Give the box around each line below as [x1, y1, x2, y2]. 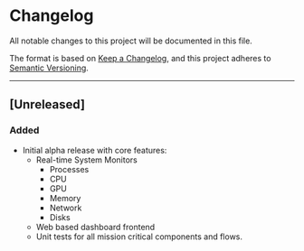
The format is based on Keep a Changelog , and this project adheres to [9, 52, 271, 63]
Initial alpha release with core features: [22, 144, 167, 155]
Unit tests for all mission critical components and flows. [35, 231, 242, 242]
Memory [49, 192, 81, 203]
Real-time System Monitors [35, 154, 138, 165]
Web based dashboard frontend [35, 221, 156, 232]
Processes [49, 163, 90, 174]
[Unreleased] [9, 97, 86, 113]
